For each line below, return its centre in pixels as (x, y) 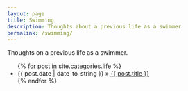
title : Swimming (31, 20)
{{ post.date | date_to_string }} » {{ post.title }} (83, 74)
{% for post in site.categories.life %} (69, 66)
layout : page (26, 14)
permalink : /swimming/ (40, 33)
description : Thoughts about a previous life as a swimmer (94, 26)
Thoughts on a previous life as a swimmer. (68, 53)
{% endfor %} (37, 81)
